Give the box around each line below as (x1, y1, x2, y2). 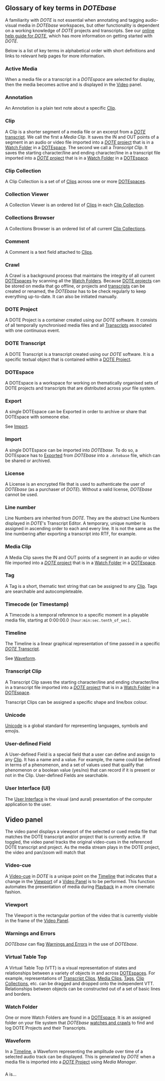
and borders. (5, 991, 32, 997)
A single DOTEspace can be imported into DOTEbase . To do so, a (5, 447, 138, 453)
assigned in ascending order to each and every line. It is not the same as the (5, 526, 160, 532)
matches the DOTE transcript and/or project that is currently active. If (5, 834, 146, 840)
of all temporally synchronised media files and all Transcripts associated (5, 322, 152, 328)
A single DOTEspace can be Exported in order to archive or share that (5, 409, 147, 415)
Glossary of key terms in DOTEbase (5, 4, 117, 12)
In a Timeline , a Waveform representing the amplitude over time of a (5, 1048, 143, 1054)
